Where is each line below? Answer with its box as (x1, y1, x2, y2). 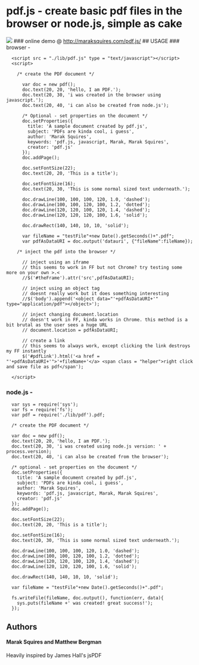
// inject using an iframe (21, 259, 89, 265)
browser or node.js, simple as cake (6, 17, 183, 30)
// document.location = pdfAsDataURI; (21, 327, 119, 333)
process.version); (6, 449, 52, 455)
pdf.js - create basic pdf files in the (6, 4, 183, 18)
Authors (6, 621, 38, 632)
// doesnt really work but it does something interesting (21, 290, 169, 296)
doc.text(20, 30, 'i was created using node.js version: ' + (11, 443, 167, 449)
